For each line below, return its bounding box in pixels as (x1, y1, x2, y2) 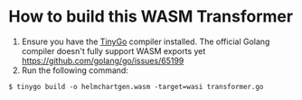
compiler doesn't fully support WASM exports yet (21, 45, 206, 56)
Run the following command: (21, 65, 128, 76)
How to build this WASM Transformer (8, 6, 294, 27)
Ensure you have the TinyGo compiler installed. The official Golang (21, 36, 270, 47)
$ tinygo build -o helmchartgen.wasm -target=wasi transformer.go (8, 82, 264, 91)
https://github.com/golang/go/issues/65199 (21, 55, 184, 66)
